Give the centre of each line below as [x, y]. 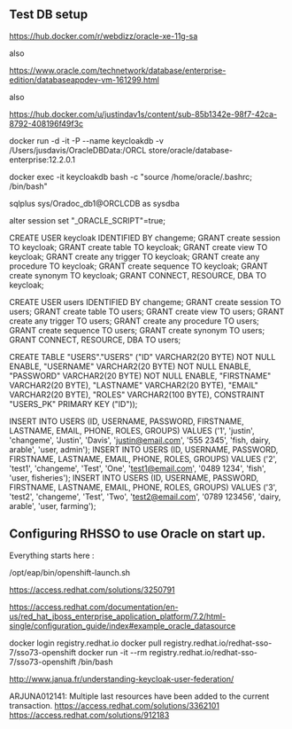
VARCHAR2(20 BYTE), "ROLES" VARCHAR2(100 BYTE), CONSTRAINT [137, 395]
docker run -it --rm [113, 652]
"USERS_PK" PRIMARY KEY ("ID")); [73, 404]
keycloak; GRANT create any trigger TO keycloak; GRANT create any [134, 256]
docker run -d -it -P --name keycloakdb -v [86, 140]
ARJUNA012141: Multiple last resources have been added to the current [139, 696]
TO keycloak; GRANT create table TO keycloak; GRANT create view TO [138, 247]
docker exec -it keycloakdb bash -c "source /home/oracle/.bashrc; [131, 176]
